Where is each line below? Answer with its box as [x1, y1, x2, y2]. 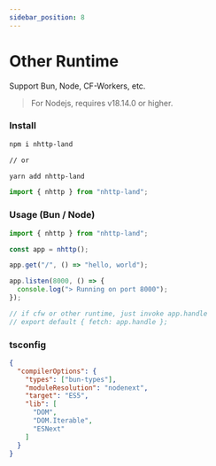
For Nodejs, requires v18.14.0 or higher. [30, 97, 174, 108]
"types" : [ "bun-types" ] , [25, 375, 117, 384]
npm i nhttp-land [9, 139, 73, 149]
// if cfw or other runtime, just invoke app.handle [9, 309, 208, 318]
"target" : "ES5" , [25, 392, 89, 400]
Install [9, 120, 37, 132]
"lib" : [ [25, 400, 58, 408]
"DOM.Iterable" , [32, 416, 93, 425]
